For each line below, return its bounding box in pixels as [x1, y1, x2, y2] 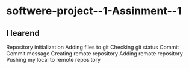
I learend [6, 28, 40, 38]
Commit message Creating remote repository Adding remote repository [6, 50, 184, 57]
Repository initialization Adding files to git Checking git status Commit [6, 43, 179, 51]
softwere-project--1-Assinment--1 [6, 4, 182, 18]
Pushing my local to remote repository [6, 57, 101, 63]
